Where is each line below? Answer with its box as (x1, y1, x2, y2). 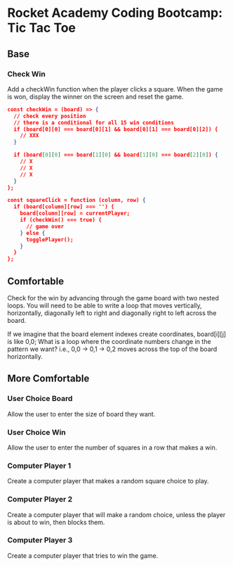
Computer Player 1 (7, 461, 72, 471)
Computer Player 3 (7, 535, 73, 545)
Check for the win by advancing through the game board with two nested (7, 293, 220, 302)
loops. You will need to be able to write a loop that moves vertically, (7, 301, 202, 310)
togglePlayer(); (25, 236, 74, 243)
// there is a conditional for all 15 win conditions (13, 119, 174, 126)
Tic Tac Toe (7, 20, 76, 36)
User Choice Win (7, 427, 67, 437)
